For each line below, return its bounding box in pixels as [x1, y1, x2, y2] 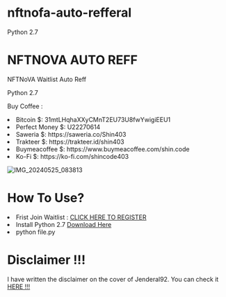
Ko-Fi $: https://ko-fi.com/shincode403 [16, 152, 129, 160]
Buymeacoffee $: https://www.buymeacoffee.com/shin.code [16, 144, 190, 153]
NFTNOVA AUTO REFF [7, 52, 138, 68]
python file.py [16, 228, 56, 236]
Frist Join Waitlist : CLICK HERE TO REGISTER [16, 213, 147, 221]
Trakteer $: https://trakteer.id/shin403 [16, 137, 124, 146]
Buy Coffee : [7, 102, 43, 110]
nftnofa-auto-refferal [7, 5, 132, 21]
